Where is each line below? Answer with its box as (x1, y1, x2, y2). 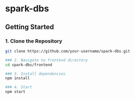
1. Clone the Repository (5, 38, 62, 45)
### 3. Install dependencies (5, 71, 66, 76)
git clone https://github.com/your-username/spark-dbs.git (5, 49, 131, 53)
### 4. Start (5, 85, 32, 90)
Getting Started (5, 23, 54, 31)
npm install (5, 76, 30, 81)
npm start (5, 90, 26, 95)
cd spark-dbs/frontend (5, 62, 52, 67)
